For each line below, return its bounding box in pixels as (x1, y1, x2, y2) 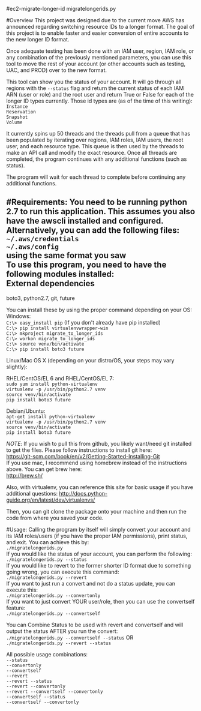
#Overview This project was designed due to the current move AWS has (6, 17, 185, 23)
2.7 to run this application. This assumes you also (6, 206, 196, 217)
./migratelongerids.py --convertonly (6, 592, 101, 599)
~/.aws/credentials (6, 235, 79, 244)
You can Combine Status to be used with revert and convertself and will (6, 621, 184, 628)
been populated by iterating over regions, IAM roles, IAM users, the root (6, 136, 184, 143)
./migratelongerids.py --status (6, 556, 87, 563)
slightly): (6, 363, 28, 370)
